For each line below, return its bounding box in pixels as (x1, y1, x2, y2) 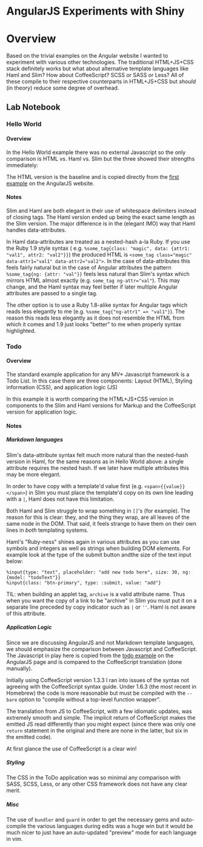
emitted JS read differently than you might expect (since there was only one (6, 720, 196, 728)
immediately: (6, 161, 38, 169)
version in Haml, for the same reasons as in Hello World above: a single (6, 458, 184, 465)
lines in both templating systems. (6, 526, 89, 534)
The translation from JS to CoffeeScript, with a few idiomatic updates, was (6, 708, 192, 715)
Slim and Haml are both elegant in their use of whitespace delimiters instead (6, 207, 197, 214)
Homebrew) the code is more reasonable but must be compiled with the (6, 689, 186, 697)
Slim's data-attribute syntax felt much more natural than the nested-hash (6, 451, 188, 458)
